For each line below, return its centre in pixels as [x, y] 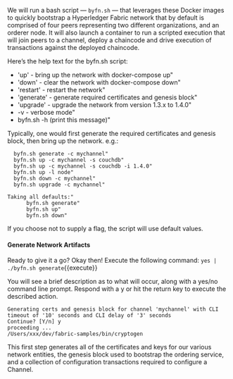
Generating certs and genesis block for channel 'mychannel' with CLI [113, 309]
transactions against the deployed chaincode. [74, 48]
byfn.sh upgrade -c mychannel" [59, 185]
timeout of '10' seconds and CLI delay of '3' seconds [89, 316]
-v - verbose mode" [46, 112]
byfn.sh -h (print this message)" [64, 120]
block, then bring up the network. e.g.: [63, 141]
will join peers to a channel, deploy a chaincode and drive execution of [109, 40]
